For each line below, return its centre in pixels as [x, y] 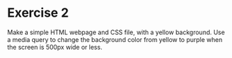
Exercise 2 [38, 13]
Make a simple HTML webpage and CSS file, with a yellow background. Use [116, 32]
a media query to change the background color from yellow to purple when [115, 39]
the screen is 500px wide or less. [55, 47]
